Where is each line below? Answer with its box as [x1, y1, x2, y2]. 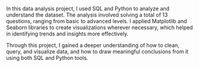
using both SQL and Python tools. [6, 55, 89, 61]
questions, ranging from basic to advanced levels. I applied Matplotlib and [6, 18, 187, 24]
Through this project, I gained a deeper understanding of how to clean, [6, 42, 180, 49]
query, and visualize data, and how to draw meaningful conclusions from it [6, 48, 189, 55]
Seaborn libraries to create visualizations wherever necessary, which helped [6, 24, 193, 31]
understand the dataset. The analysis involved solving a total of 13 [6, 11, 168, 18]
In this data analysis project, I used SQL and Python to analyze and [6, 5, 170, 12]
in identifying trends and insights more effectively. [6, 30, 129, 37]
